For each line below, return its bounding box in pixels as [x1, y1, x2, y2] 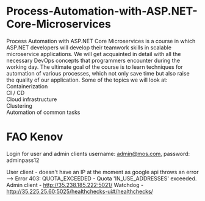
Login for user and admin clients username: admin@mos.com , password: [6, 150, 190, 157]
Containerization [6, 82, 48, 90]
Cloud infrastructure [6, 96, 57, 103]
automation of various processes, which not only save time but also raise [6, 69, 190, 77]
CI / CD [6, 89, 25, 96]
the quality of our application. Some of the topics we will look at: [6, 76, 168, 83]
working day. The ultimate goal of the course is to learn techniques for [6, 63, 183, 71]
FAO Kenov [6, 130, 63, 144]
